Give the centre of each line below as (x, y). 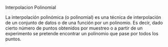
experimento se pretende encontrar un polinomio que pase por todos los (82, 33)
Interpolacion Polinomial (31, 7)
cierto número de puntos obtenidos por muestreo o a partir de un (74, 28)
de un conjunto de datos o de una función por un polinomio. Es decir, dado (84, 23)
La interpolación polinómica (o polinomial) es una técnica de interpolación (83, 17)
